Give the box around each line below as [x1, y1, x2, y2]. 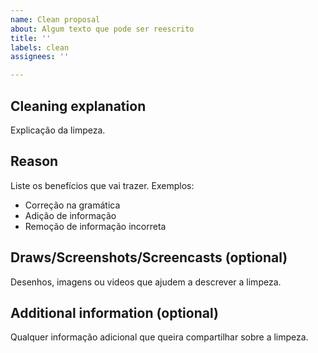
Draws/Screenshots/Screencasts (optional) [10, 249, 288, 266]
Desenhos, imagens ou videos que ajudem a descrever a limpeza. [10, 276, 282, 288]
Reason [10, 153, 59, 170]
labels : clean [10, 42, 70, 53]
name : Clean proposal [10, 14, 101, 25]
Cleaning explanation [10, 97, 147, 115]
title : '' [10, 33, 52, 43]
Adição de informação [24, 209, 117, 221]
